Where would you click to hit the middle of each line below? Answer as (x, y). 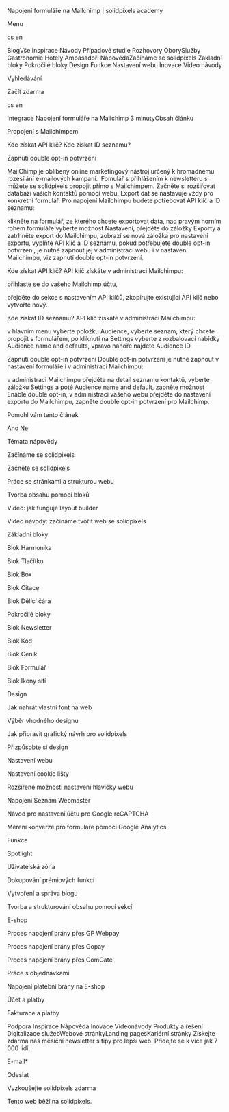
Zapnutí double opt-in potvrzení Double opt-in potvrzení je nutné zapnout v (113, 359)
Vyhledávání (25, 78)
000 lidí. (19, 1048)
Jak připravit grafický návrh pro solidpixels (67, 734)
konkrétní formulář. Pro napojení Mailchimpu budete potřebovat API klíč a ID (114, 200)
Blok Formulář (27, 667)
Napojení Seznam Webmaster (49, 800)
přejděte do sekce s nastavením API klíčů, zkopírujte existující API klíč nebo (113, 297)
